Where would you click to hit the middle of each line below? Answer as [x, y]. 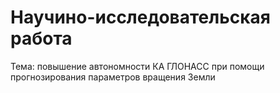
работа [41, 38]
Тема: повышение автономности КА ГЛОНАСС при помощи [137, 66]
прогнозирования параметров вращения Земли [113, 77]
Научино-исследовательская [140, 17]
